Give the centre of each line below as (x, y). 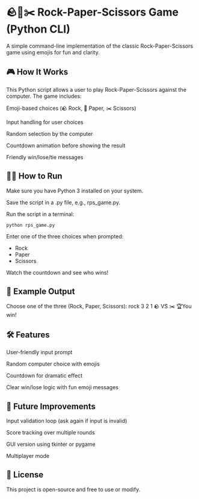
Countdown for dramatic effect (44, 376)
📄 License (25, 475)
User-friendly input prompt (39, 352)
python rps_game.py (31, 225)
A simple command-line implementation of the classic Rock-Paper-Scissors (100, 46)
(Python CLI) (38, 29)
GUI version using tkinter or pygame (51, 444)
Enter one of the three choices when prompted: (65, 236)
